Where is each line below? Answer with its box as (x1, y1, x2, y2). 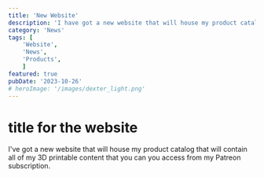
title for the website (8, 119, 138, 136)
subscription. (8, 161, 51, 171)
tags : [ (8, 33, 34, 42)
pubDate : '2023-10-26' (8, 77, 82, 85)
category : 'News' (8, 26, 65, 34)
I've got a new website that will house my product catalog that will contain (8, 145, 247, 154)
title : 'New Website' (8, 11, 79, 20)
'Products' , (22, 56, 61, 64)
